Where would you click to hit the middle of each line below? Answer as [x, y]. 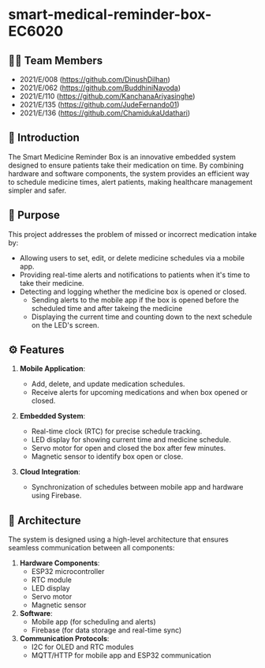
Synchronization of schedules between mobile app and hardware [137, 487]
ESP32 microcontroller [68, 572]
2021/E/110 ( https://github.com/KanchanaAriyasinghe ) [107, 96]
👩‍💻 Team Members [56, 60]
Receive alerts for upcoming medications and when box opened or [140, 392]
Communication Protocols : [64, 639]
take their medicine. [52, 283]
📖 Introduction [44, 138]
